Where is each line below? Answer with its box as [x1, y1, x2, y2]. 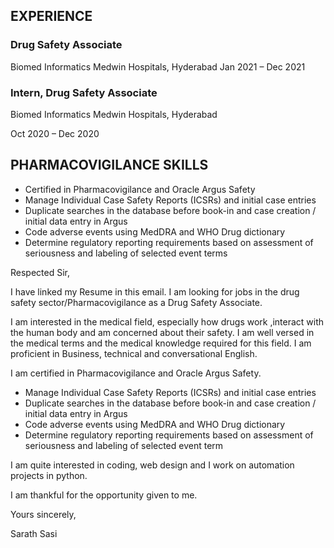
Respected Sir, [10, 266, 71, 278]
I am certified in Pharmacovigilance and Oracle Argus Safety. [10, 367, 262, 379]
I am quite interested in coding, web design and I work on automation [10, 459, 295, 471]
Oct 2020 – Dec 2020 [10, 127, 100, 139]
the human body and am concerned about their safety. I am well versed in [10, 326, 315, 338]
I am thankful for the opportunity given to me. [10, 489, 198, 501]
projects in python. [10, 469, 88, 481]
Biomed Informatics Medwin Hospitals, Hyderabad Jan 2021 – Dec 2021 [10, 60, 306, 73]
